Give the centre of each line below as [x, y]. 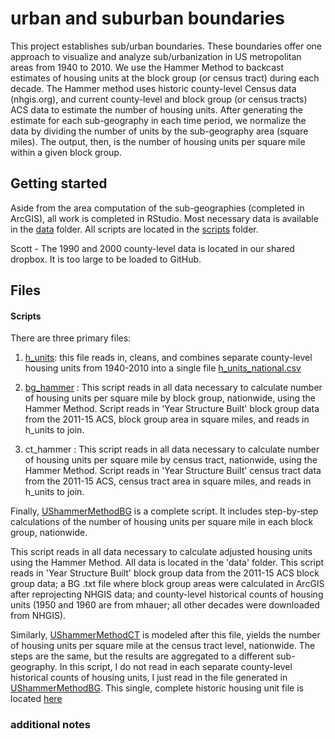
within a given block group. [66, 152]
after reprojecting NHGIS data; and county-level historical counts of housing [167, 594]
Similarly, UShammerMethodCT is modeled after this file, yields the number [165, 635]
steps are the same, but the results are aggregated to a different [142, 656]
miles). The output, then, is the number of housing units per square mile [158, 141]
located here [36, 699]
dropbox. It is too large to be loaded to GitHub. [106, 259]
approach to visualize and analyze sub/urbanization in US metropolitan [156, 56]
